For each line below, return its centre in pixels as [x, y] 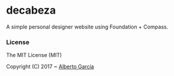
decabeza [31, 10]
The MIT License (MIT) [34, 55]
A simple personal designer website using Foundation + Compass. [87, 27]
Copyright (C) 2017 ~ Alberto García [50, 66]
